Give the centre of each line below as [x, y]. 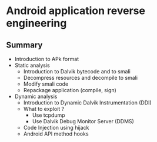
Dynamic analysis [36, 96]
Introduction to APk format [47, 59]
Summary [24, 45]
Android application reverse [76, 11]
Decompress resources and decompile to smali [81, 78]
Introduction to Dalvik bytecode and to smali [77, 71]
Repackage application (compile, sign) [70, 90]
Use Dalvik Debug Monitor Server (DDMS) [83, 121]
